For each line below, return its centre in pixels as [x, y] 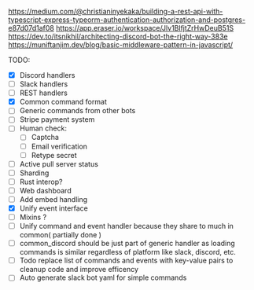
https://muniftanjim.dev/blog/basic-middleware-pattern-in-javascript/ [121, 45]
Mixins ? [33, 217]
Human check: [43, 128]
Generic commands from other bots [77, 111]
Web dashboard [46, 190]
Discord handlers [47, 75]
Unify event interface [54, 208]
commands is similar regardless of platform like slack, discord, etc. [127, 252]
